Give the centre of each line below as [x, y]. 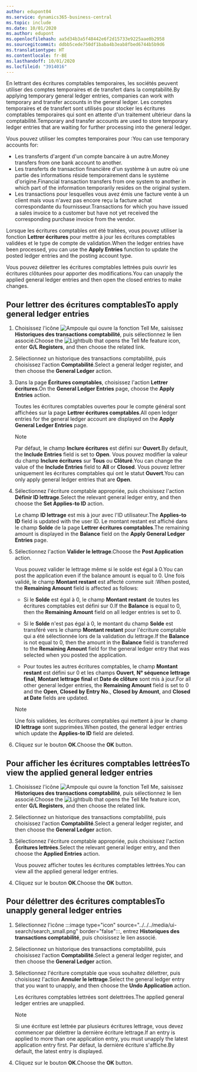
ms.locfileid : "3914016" [37, 66]
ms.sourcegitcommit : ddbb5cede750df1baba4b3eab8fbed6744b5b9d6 [86, 45]
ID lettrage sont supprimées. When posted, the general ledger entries [98, 727]
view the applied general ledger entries [80, 773]
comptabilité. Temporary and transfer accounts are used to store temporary [97, 121]
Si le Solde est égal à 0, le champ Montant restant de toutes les [101, 600]
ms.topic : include [29, 22]
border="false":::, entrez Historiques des [129, 931]
